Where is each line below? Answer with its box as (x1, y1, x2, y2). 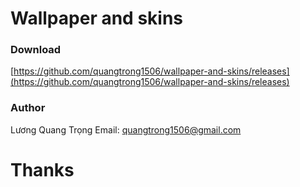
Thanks (10, 158, 75, 181)
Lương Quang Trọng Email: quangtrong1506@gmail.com (10, 123, 242, 136)
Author (10, 101, 46, 115)
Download (10, 43, 62, 57)
